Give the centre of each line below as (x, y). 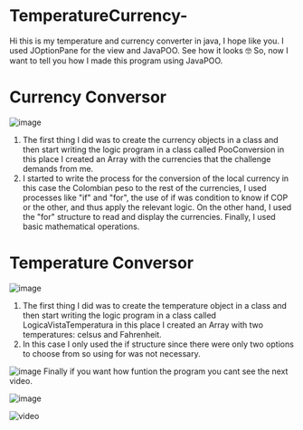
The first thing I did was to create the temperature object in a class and (155, 305)
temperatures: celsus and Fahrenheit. (92, 334)
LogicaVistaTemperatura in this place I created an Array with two (143, 325)
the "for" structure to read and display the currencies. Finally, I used (149, 216)
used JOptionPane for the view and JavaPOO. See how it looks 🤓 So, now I (149, 50)
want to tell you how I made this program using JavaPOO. (116, 61)
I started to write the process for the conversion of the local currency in (156, 178)
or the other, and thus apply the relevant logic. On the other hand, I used (157, 207)
